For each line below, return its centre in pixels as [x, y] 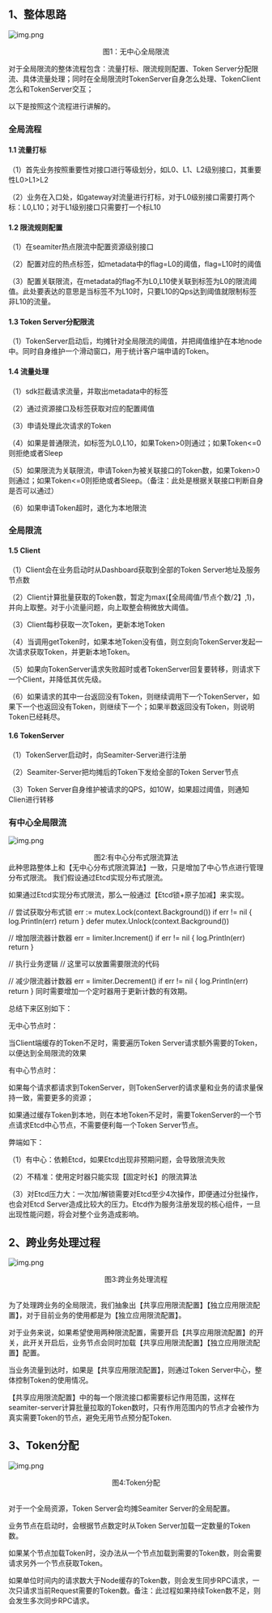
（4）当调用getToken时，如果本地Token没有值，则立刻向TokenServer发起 [132, 641]
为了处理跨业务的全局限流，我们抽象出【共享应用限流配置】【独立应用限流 [131, 1305]
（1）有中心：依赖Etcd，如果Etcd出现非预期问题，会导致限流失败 [117, 1159]
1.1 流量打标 [28, 150]
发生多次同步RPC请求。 [55, 1600]
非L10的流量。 [32, 302]
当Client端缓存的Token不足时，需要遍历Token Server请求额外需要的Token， [135, 1043]
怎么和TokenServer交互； [51, 88]
